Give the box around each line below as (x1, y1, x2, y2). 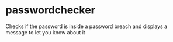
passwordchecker (5, 3, 96, 17)
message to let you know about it (5, 29, 85, 36)
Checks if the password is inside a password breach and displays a (5, 23, 168, 30)
